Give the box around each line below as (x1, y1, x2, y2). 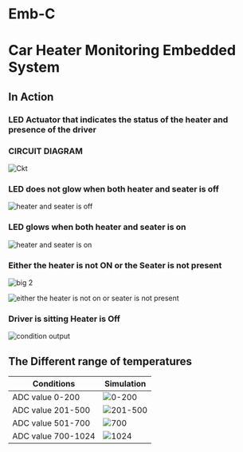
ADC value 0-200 (12, 391, 80, 402)
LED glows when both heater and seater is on (8, 221, 186, 232)
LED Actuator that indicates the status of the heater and (8, 113, 229, 125)
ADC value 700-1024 (12, 430, 96, 442)
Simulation (104, 378, 147, 389)
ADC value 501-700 (12, 417, 91, 428)
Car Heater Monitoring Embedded (8, 42, 237, 60)
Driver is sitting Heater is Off (8, 313, 121, 324)
